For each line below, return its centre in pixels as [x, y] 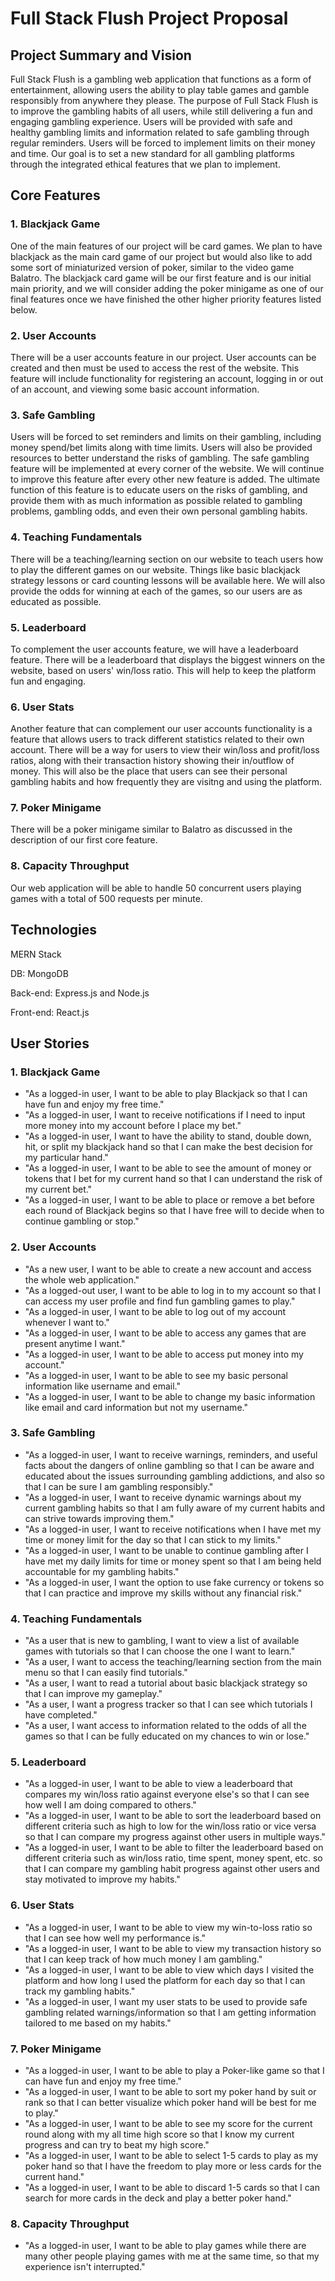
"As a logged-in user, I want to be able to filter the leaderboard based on [174, 1848]
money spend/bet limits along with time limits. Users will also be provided [161, 448]
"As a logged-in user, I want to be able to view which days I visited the [169, 1969]
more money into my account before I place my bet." [133, 1126]
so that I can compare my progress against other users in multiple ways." [175, 1837]
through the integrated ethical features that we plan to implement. [145, 164]
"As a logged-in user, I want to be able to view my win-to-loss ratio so [168, 1927]
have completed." [61, 1715]
